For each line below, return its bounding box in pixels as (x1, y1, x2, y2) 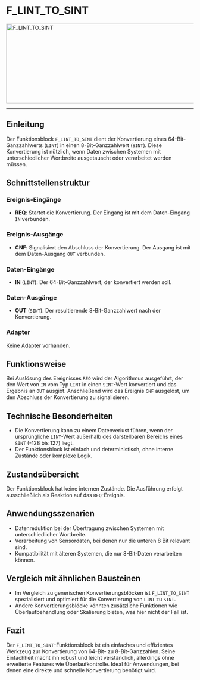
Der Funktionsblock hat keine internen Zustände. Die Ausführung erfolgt (6, 485, 183, 492)
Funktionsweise (6, 359, 67, 369)
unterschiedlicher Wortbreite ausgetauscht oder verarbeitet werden (6, 154, 172, 161)
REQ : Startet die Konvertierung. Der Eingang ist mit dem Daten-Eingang (14, 209, 190, 216)
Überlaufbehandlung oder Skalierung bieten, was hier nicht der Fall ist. (14, 608, 189, 615)
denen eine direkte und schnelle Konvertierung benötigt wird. (6, 666, 157, 673)
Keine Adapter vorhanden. (6, 342, 71, 349)
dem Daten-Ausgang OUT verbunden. (14, 250, 105, 257)
